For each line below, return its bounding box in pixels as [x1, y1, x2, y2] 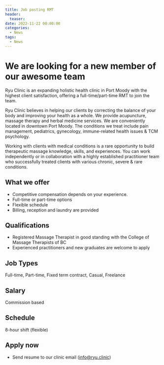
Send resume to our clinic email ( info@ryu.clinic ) [12, 354, 111, 360]
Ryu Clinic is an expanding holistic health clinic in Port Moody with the [5, 87, 147, 93]
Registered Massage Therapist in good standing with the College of [12, 234, 149, 240]
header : [5, 12, 21, 17]
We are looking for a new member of [5, 60, 157, 71]
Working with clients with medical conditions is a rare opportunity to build [5, 143, 154, 149]
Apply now [5, 341, 39, 350]
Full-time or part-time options [12, 197, 72, 202]
